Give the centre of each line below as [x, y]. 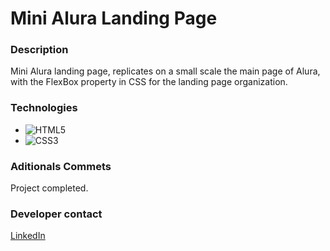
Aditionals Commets [61, 166]
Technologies [44, 108]
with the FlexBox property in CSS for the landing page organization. [149, 82]
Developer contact [56, 214]
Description [39, 50]
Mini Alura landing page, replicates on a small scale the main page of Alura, [165, 71]
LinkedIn [28, 236]
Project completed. [49, 188]
